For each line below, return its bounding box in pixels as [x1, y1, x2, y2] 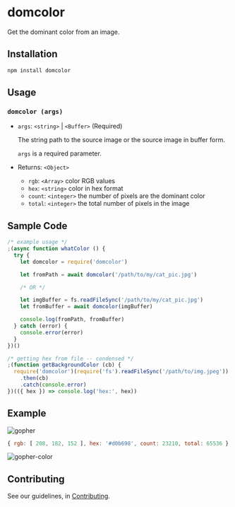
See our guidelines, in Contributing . [7, 492, 111, 501]
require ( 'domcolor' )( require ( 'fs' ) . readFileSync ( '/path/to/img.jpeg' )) [13, 368, 229, 375]
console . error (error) [20, 329, 83, 336]
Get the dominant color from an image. [7, 28, 120, 36]
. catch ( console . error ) [20, 381, 87, 388]
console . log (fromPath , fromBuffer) [20, 316, 125, 323]
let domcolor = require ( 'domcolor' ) [20, 258, 128, 265]
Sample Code [7, 220, 68, 232]
